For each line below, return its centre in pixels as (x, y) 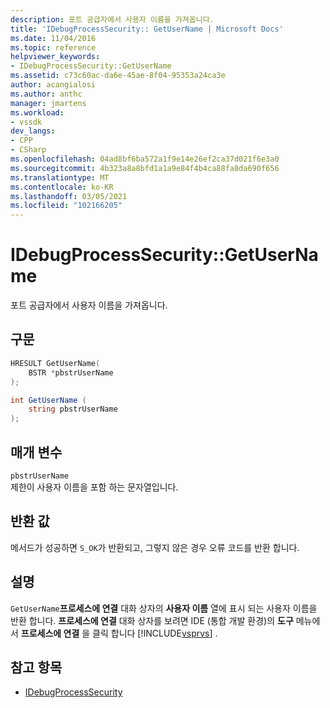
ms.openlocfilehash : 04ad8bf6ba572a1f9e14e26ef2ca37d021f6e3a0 (145, 159)
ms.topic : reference (53, 47)
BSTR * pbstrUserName (71, 372)
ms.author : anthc (46, 94)
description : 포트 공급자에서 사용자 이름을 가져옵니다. (112, 19)
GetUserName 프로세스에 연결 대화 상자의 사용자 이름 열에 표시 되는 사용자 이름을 (164, 608)
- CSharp (28, 150)
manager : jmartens (48, 103)
